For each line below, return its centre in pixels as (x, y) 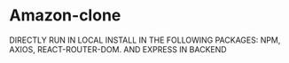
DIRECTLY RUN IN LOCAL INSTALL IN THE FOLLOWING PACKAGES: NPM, (145, 40)
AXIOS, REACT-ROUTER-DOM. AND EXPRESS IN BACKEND (118, 49)
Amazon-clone (65, 16)
